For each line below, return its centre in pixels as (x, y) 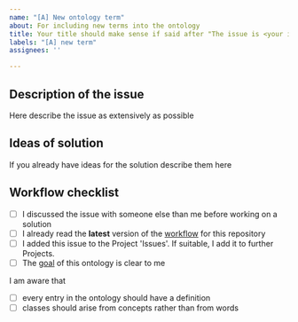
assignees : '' (35, 51)
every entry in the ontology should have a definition (116, 297)
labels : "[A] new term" (53, 42)
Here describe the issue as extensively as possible (102, 115)
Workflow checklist (64, 193)
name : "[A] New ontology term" (67, 17)
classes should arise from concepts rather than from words (130, 308)
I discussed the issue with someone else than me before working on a (149, 214)
